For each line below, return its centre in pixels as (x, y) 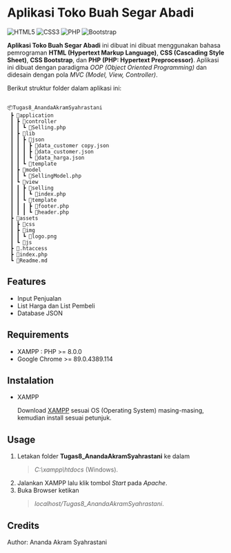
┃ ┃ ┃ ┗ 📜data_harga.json (47, 158)
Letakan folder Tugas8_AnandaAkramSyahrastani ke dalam (103, 456)
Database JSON (40, 313)
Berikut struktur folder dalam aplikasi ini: (64, 88)
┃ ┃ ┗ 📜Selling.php (38, 127)
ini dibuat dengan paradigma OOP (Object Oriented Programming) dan (107, 67)
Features (27, 282)
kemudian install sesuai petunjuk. (64, 418)
